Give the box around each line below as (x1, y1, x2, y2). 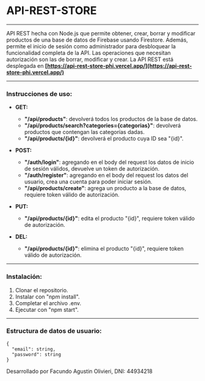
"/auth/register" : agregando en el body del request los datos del (24, 172, 189, 179)
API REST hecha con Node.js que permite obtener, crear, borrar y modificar (6, 29, 196, 37)
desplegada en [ (6, 62, 48, 69)
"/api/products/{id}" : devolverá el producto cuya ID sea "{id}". (24, 135, 184, 142)
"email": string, (12, 346, 56, 352)
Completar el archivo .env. (15, 299, 82, 306)
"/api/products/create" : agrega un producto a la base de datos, (24, 185, 187, 192)
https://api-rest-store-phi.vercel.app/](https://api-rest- (46, 62, 192, 69)
